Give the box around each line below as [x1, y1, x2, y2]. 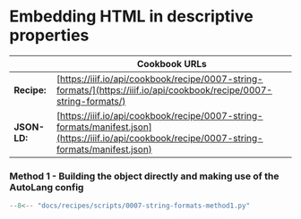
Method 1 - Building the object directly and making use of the [9, 170, 279, 182]
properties [9, 25, 90, 46]
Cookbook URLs [137, 57, 208, 70]
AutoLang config [9, 181, 84, 193]
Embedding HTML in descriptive [9, 6, 254, 27]
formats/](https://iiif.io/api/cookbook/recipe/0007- [56, 83, 273, 96]
